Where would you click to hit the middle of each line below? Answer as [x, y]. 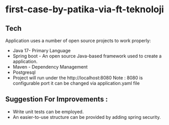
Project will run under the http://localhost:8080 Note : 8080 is [78, 78]
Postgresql [24, 72]
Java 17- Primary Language [41, 50]
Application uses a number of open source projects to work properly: [78, 40]
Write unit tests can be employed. [48, 112]
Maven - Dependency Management [50, 67]
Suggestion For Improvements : [57, 99]
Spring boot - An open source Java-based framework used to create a [87, 56]
